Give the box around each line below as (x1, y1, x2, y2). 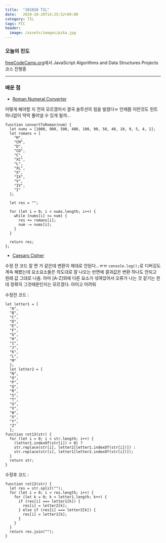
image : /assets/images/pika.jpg (9, 30, 77, 35)
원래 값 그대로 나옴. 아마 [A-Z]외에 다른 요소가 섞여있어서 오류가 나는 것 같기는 (5, 275, 156, 281)
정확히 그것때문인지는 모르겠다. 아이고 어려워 (10, 281, 96, 287)
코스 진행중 (5, 66, 27, 72)
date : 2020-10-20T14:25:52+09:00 (5, 12, 79, 17)
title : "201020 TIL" (5, 7, 50, 12)
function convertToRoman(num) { (5, 122, 72, 127)
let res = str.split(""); (9, 485, 63, 491)
